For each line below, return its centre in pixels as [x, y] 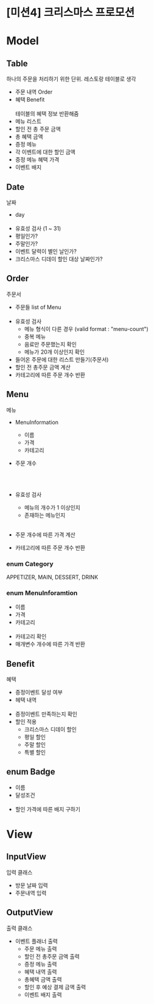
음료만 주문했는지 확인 [51, 344]
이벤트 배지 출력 [43, 994]
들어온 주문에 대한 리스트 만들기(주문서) [62, 359]
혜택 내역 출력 [40, 972]
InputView [26, 857]
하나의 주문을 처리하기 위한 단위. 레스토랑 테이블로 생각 [71, 79]
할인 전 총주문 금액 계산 [43, 367]
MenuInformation [37, 422]
